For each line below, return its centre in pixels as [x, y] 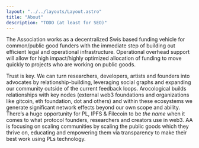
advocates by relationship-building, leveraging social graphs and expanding [99, 82]
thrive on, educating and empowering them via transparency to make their [97, 133]
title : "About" [25, 17]
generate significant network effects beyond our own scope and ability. [93, 108]
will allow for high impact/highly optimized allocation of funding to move [94, 58]
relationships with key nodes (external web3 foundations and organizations [98, 95]
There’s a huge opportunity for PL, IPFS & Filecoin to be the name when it [96, 114]
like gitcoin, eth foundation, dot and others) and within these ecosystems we [99, 101]
